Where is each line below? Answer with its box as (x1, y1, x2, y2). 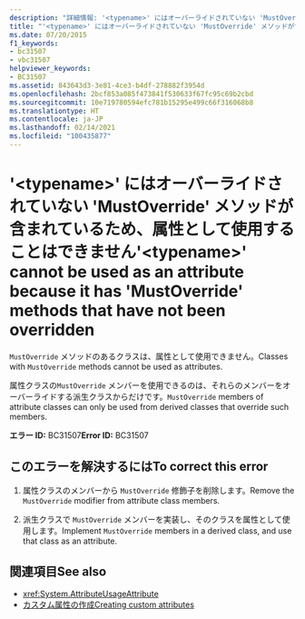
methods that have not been (9, 301, 226, 321)
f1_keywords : (9, 38, 59, 48)
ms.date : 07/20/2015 (9, 30, 88, 39)
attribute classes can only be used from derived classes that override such (9, 401, 290, 412)
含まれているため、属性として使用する (9, 219, 295, 240)
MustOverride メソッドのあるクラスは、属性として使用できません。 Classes (9, 351, 289, 362)
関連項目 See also (9, 564, 107, 580)
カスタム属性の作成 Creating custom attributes (22, 599, 195, 610)
